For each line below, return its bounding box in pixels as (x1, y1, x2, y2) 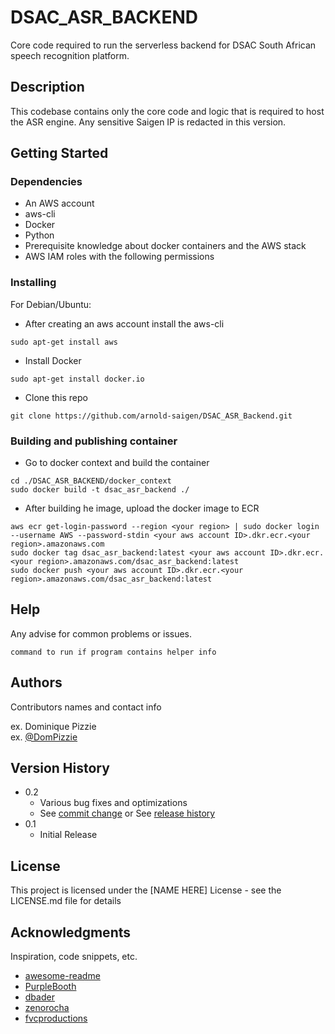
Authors (10, 674, 63, 691)
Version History (10, 760, 110, 777)
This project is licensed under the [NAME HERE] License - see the (10, 884, 282, 896)
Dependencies (10, 175, 83, 189)
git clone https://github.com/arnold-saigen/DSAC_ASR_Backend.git (10, 411, 293, 421)
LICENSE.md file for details (10, 895, 122, 907)
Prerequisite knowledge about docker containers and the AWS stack (24, 240, 307, 252)
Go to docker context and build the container (24, 457, 210, 469)
